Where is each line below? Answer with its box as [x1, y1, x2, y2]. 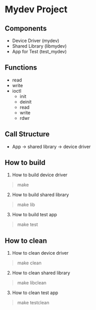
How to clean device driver [12, 250, 69, 256]
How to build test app [12, 212, 57, 218]
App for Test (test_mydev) [12, 49, 67, 54]
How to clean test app [12, 290, 58, 296]
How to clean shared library [12, 270, 71, 276]
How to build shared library [12, 192, 69, 198]
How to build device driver [12, 172, 68, 178]
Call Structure [5, 130, 50, 139]
